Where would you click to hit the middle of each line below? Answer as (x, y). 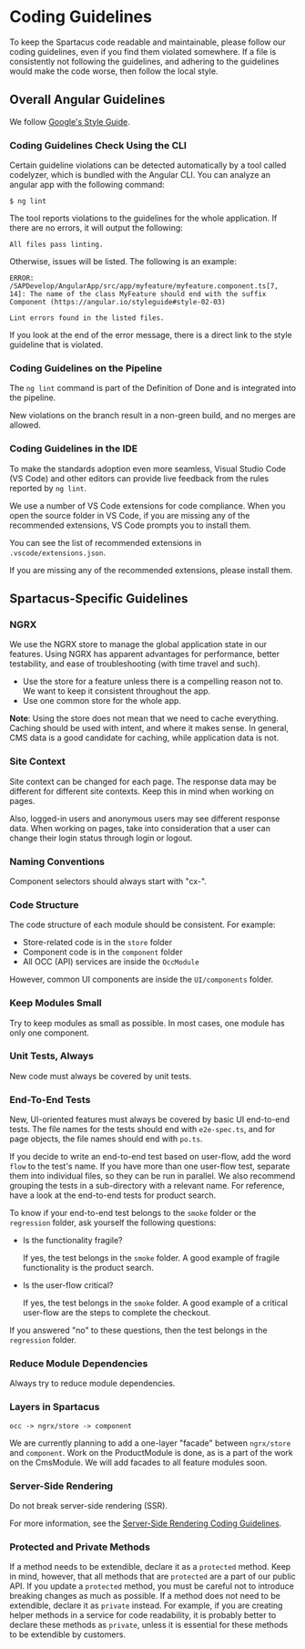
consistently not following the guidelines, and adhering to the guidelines (144, 61)
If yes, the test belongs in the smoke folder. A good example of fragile (151, 1258)
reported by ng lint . (48, 488)
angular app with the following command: (87, 185)
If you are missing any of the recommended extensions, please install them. (151, 570)
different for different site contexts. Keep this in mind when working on (142, 791)
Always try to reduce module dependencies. (92, 1384)
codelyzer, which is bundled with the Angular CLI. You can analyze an (140, 175)
